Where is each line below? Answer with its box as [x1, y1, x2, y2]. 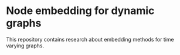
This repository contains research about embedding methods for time [6, 36, 174, 43]
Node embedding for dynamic [6, 4, 155, 18]
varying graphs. [6, 42, 45, 49]
